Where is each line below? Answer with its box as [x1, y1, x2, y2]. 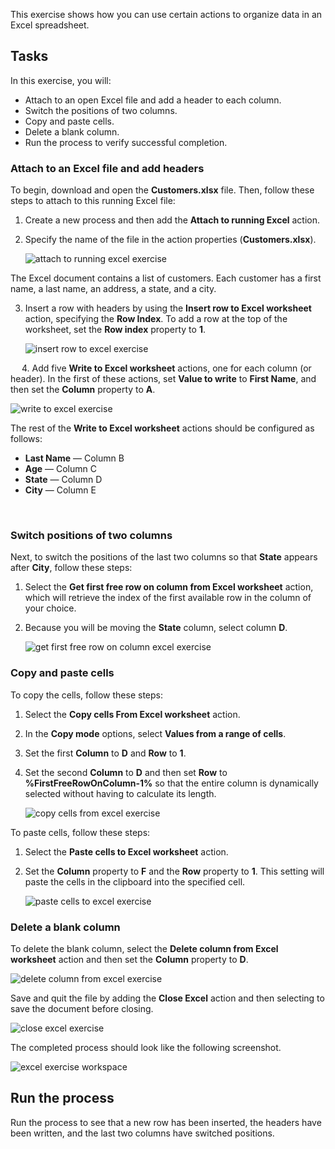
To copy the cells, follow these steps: [10, 689, 164, 701]
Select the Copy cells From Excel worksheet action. [24, 708, 241, 720]
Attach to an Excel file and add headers [10, 161, 205, 175]
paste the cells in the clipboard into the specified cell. [24, 875, 246, 888]
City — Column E [24, 484, 97, 496]
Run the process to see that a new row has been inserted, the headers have [10, 1116, 322, 1128]
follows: [10, 433, 43, 445]
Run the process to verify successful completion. [24, 136, 228, 148]
